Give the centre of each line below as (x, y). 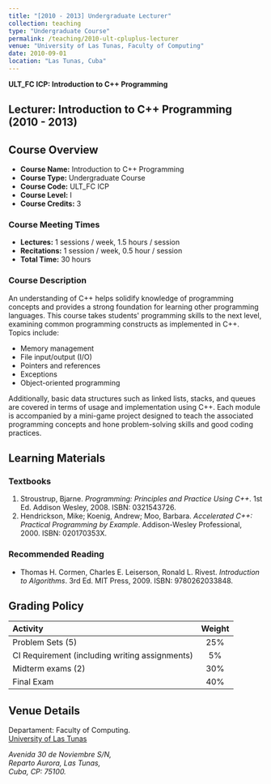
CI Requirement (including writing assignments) (103, 655)
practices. (25, 432)
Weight (215, 628)
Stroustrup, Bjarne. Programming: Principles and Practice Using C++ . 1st (141, 499)
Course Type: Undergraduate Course (83, 178)
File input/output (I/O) (56, 356)
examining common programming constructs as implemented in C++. (124, 324)
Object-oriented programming (70, 382)
